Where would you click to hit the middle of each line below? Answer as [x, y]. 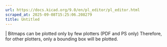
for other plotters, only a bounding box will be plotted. [62, 39]
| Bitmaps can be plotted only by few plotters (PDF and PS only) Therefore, [83, 34]
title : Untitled [22, 19]
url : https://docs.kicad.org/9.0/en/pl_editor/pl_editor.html [73, 10]
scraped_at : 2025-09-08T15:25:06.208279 [49, 15]
